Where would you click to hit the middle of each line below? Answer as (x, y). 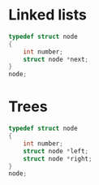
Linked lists (48, 15)
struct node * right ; (58, 159)
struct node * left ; (56, 151)
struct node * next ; (56, 59)
